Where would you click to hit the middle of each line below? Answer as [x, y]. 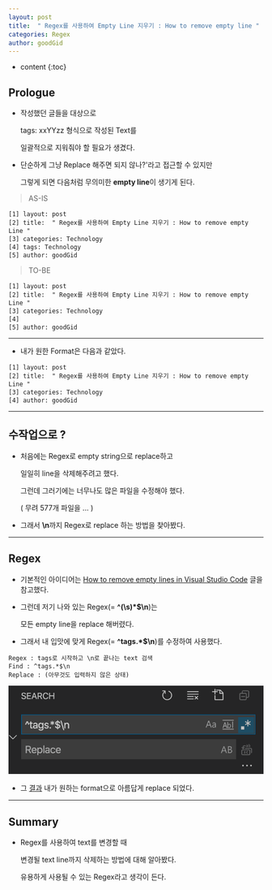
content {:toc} [43, 67]
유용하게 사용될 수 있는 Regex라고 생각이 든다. [93, 877]
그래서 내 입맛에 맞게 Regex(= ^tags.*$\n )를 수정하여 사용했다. [121, 641]
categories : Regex [39, 34]
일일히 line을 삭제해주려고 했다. [69, 473]
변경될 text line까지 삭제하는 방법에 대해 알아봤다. [98, 860]
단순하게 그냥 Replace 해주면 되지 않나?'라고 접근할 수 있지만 [116, 165]
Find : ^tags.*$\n [39, 666]
